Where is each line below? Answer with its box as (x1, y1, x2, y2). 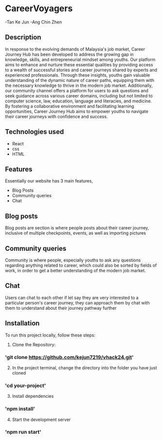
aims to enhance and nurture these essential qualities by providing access (5, 61, 153, 67)
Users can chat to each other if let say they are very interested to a (5, 295, 139, 300)
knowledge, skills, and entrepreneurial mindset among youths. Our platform (5, 57, 156, 62)
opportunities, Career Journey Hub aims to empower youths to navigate (5, 108, 149, 114)
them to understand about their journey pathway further (5, 305, 117, 311)
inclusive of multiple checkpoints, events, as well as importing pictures (5, 230, 146, 236)
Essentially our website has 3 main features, (5, 178, 93, 184)
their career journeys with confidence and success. (5, 113, 108, 120)
